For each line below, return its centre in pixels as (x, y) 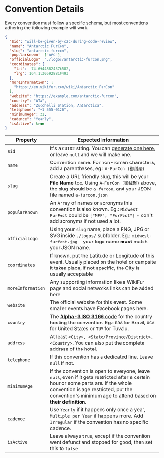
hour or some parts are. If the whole (91, 383)
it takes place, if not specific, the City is (95, 268)
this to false (64, 449)
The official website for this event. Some (96, 302)
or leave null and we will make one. (91, 155)
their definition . (68, 402)
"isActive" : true (27, 124)
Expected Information (103, 140)
